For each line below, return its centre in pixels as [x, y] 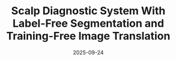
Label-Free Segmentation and [88, 23]
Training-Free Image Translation [88, 36]
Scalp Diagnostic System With [88, 11]
